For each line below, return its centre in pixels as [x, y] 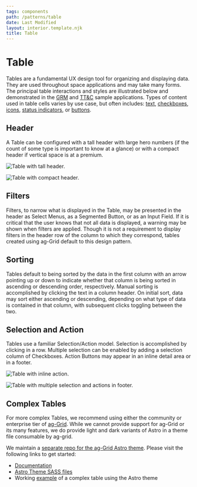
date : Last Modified [31, 22]
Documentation [33, 466]
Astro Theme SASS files [43, 472]
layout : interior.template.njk [44, 28]
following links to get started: [41, 454]
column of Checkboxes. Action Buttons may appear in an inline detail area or [98, 356]
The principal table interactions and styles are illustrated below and [87, 91]
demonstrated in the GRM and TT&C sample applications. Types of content [97, 97]
